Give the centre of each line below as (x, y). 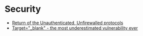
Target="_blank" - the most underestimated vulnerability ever (75, 28)
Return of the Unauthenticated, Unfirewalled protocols (68, 23)
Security (23, 9)
